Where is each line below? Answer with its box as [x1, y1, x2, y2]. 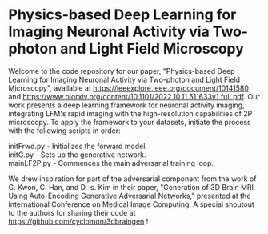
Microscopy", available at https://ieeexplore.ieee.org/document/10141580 [8, 83, 250, 93]
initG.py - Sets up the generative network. [8, 150, 146, 159]
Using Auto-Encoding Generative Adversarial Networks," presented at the [8, 191, 251, 200]
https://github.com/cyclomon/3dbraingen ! [8, 216, 149, 226]
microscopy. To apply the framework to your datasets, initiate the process [8, 117, 251, 127]
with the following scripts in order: [8, 126, 121, 135]
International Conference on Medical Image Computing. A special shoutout [8, 199, 254, 209]
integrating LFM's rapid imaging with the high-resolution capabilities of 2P [8, 108, 253, 118]
